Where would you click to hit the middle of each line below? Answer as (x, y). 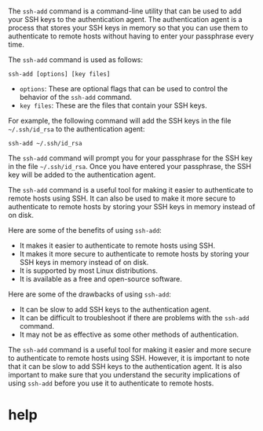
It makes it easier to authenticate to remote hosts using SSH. (117, 245)
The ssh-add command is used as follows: (76, 60)
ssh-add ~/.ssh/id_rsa (45, 144)
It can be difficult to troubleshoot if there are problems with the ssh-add (134, 318)
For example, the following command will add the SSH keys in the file (120, 121)
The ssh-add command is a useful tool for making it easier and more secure (130, 350)
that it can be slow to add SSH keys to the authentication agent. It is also (125, 367)
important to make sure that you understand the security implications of (124, 375)
